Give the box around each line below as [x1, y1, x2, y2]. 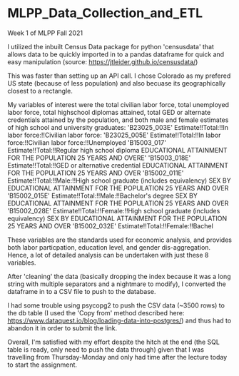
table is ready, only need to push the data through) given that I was [7, 345, 205, 354]
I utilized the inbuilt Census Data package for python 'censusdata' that [7, 42, 214, 51]
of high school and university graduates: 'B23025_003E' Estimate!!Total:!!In [7, 123, 228, 131]
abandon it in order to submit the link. [7, 323, 118, 332]
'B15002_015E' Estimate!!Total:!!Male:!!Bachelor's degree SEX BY [7, 191, 198, 200]
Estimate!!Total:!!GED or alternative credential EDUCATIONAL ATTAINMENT [7, 161, 228, 169]
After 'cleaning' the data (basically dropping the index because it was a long [7, 272, 231, 280]
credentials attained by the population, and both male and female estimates [7, 116, 229, 124]
